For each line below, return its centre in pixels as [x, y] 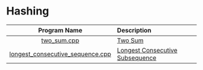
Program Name [60, 30]
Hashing [28, 11]
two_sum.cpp [60, 40]
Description [134, 30]
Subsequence [137, 57]
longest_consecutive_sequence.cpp [60, 54]
